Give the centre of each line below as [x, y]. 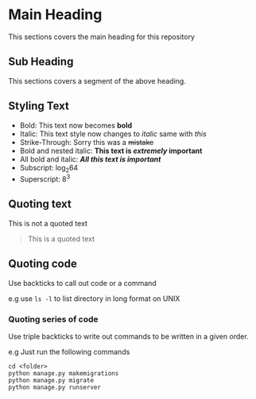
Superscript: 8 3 [45, 178]
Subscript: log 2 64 [49, 168]
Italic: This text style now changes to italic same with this [113, 134]
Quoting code [43, 264]
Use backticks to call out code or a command [82, 283]
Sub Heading [41, 62]
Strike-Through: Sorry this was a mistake [87, 142]
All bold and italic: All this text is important [90, 159]
